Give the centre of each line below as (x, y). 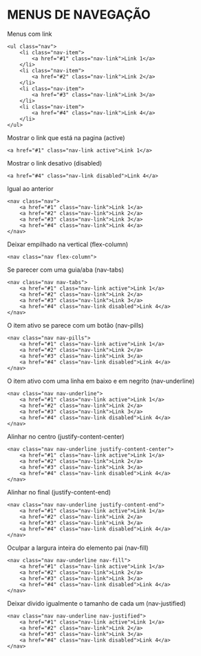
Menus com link (30, 34)
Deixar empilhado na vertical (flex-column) (68, 244)
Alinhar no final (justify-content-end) (59, 492)
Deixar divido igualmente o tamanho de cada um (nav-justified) (96, 603)
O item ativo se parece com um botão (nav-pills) (75, 325)
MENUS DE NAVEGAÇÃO (79, 15)
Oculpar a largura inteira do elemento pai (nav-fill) (78, 548)
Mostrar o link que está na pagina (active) (66, 137)
